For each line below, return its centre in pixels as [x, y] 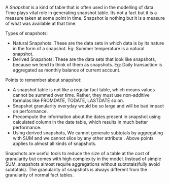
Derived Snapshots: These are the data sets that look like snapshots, [84, 59]
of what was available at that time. [41, 23]
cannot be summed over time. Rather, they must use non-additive [81, 95]
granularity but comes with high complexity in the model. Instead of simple [83, 159]
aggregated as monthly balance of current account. [66, 70]
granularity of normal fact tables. [40, 175]
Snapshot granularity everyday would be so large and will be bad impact [88, 106]
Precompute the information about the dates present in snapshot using [87, 117]
